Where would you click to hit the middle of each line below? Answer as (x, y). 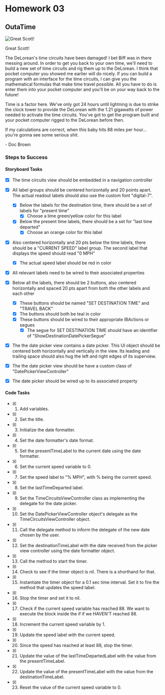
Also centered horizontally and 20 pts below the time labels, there (79, 242)
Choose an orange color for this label (65, 232)
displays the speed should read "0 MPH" (53, 253)
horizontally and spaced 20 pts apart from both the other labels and (81, 288)
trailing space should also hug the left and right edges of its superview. (84, 356)
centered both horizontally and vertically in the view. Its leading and (81, 351)
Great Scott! (17, 48)
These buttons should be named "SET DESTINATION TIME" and (84, 303)
